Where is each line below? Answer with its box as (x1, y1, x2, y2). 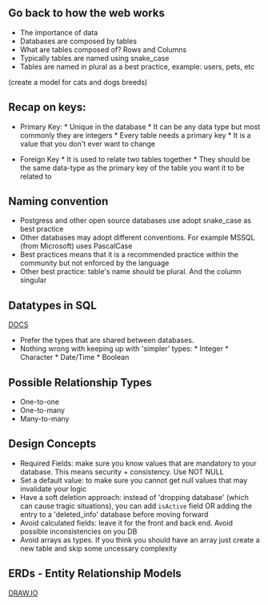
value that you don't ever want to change (19, 139, 156, 148)
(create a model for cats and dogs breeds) (8, 77, 148, 87)
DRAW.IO (8, 588, 38, 598)
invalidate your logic (19, 484, 86, 494)
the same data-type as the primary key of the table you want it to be (19, 163, 245, 172)
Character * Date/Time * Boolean (19, 353, 130, 362)
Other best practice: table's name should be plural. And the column (19, 267, 242, 276)
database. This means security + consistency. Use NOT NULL (19, 466, 224, 476)
